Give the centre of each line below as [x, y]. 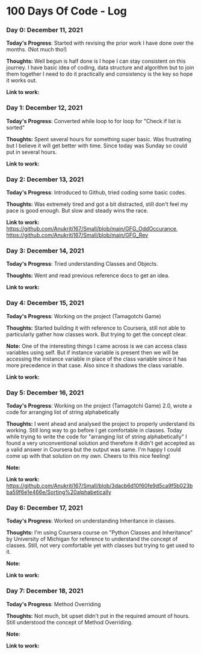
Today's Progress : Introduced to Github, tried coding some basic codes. [96, 193]
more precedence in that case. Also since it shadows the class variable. [95, 365]
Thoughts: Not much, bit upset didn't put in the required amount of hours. [98, 616]
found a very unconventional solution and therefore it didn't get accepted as [100, 443]
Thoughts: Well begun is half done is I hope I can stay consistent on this [96, 61]
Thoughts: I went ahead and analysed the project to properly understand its [100, 423]
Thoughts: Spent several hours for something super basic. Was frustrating [99, 139]
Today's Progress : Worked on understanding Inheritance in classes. [91, 521]
